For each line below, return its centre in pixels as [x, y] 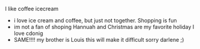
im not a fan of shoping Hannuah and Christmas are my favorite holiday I [104, 27]
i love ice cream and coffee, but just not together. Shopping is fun [95, 20]
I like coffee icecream [32, 9]
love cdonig [28, 33]
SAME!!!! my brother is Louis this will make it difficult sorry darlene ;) [99, 40]
